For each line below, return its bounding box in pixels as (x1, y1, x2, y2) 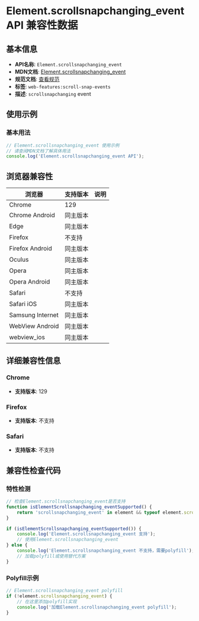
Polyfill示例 (6, 574, 39, 582)
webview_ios (9, 333, 46, 342)
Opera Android (9, 278, 50, 286)
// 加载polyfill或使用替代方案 (17, 553, 86, 559)
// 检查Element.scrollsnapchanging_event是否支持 (6, 498, 126, 504)
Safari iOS (9, 300, 37, 308)
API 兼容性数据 (6, 19, 78, 32)
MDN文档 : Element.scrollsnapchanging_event (14, 68, 126, 75)
